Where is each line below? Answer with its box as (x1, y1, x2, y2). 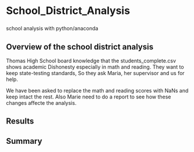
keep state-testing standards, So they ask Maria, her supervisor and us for (6, 69, 185, 76)
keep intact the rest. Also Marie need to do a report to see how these (6, 93, 171, 100)
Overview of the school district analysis (6, 42, 154, 52)
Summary (6, 136, 43, 146)
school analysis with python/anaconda (6, 25, 98, 32)
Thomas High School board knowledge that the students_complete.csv (6, 57, 177, 64)
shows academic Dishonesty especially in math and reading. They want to (6, 63, 185, 70)
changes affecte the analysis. (6, 99, 77, 106)
